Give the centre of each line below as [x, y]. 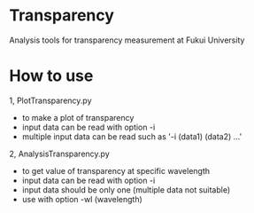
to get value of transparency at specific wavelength [116, 170]
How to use [51, 76]
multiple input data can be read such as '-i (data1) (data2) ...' [132, 136]
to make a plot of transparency [78, 117]
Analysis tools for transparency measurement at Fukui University [127, 40]
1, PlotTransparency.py [50, 100]
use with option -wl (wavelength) [82, 199]
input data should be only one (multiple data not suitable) [126, 189]
